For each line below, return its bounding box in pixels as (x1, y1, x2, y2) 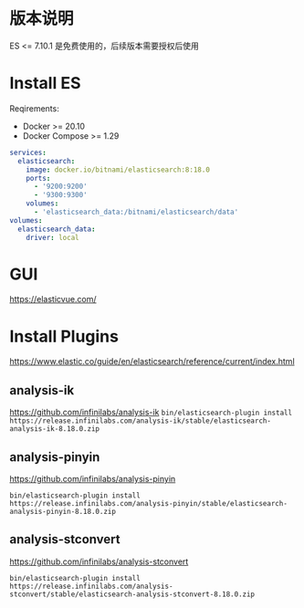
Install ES (9, 73, 81, 94)
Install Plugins (9, 326, 119, 347)
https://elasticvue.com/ (9, 294, 98, 305)
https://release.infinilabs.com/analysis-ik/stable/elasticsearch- (9, 416, 272, 425)
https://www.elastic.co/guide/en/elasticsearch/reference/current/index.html (9, 356, 295, 367)
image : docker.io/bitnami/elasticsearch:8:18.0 (26, 165, 210, 174)
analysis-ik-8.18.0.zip (9, 425, 100, 434)
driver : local (26, 233, 79, 242)
